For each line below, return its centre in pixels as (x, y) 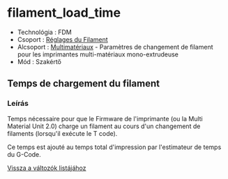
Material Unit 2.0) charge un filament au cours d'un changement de (104, 126)
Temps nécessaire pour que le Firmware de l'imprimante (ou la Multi (105, 118)
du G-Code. (24, 154)
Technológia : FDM (44, 32)
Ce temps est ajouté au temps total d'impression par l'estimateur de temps (114, 147)
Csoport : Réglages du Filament (62, 39)
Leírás (18, 104)
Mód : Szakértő (39, 61)
